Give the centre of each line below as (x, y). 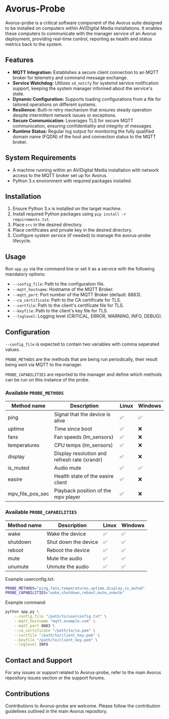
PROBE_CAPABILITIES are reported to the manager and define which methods (83, 374)
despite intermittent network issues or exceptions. (64, 115)
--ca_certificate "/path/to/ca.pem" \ (55, 630)
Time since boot (73, 429)
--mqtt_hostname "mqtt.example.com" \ (55, 621)
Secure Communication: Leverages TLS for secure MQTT (73, 120)
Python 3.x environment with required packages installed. (72, 181)
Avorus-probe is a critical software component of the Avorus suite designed (84, 23)
